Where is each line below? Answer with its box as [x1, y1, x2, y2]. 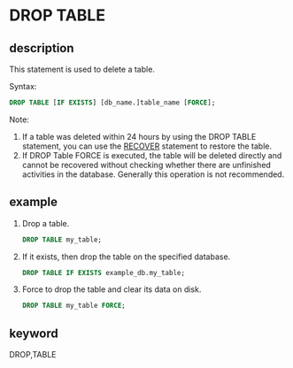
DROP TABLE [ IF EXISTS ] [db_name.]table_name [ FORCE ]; [9, 98, 216, 107]
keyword [9, 326, 59, 341]
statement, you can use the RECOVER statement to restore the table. [21, 141, 273, 151]
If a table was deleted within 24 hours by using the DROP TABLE [21, 131, 257, 142]
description [9, 41, 74, 56]
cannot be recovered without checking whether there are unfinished [21, 159, 272, 170]
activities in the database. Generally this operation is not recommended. [21, 169, 285, 180]
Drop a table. [21, 218, 70, 228]
